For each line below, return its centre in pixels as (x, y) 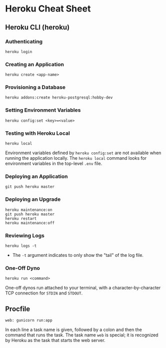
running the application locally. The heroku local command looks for (76, 158)
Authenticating (24, 42)
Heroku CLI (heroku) (37, 27)
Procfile (18, 309)
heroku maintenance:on (29, 210)
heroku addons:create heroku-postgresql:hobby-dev (59, 98)
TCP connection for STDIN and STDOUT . (44, 293)
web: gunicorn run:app (29, 320)
